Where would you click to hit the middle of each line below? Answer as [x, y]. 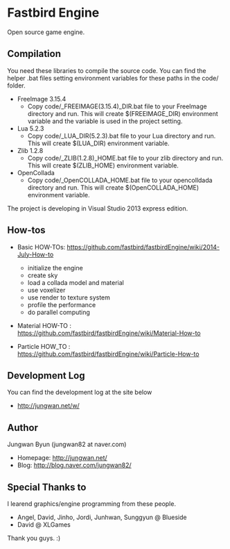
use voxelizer [46, 290]
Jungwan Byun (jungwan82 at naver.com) [67, 444]
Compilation [34, 54]
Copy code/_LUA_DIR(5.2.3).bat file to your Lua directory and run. [122, 136]
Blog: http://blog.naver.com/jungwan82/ [74, 465]
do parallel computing [59, 312]
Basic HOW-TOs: [41, 247]
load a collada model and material [76, 282]
